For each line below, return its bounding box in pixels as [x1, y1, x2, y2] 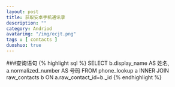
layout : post [6, 8, 39, 15]
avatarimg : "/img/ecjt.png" [6, 31, 77, 37]
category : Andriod [6, 25, 52, 32]
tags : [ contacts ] [6, 37, 58, 43]
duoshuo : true [6, 43, 42, 49]
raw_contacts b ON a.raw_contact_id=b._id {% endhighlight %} [6, 73, 162, 81]
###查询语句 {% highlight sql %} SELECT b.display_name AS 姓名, [6, 59, 170, 67]
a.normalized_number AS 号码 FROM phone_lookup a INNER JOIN [6, 67, 170, 74]
